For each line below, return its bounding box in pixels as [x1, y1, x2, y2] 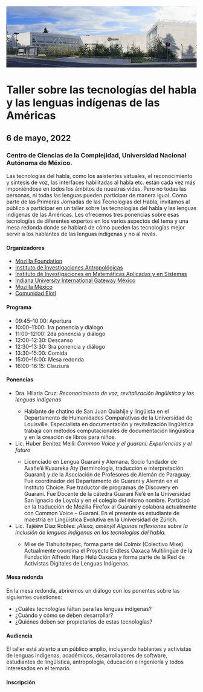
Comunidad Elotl [14, 290, 56, 297]
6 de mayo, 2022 [6, 133, 71, 143]
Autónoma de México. [6, 159, 72, 167]
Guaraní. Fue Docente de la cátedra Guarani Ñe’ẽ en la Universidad [24, 490, 191, 497]
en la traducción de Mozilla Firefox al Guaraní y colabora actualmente [24, 503, 197, 510]
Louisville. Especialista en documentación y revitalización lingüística [24, 420, 194, 427]
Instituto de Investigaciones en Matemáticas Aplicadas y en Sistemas [14, 271, 187, 278]
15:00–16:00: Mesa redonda [14, 355, 85, 363]
